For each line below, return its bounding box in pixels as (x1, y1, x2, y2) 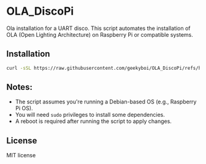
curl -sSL (6, 65, 32, 71)
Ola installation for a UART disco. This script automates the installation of (6, 24, 191, 32)
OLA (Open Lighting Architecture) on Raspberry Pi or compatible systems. (6, 31, 193, 38)
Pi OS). (15, 105, 33, 112)
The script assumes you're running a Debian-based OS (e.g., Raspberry (15, 98, 197, 105)
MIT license (6, 152, 36, 159)
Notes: (6, 82, 32, 92)
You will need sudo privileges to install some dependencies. (15, 111, 166, 119)
